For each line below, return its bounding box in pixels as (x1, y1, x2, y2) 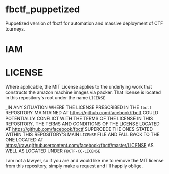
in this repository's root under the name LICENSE (5, 95, 106, 101)
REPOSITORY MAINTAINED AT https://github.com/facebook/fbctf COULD (5, 110, 159, 116)
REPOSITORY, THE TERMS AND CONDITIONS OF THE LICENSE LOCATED (5, 121, 160, 127)
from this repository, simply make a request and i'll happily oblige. (5, 163, 143, 169)
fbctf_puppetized (5, 4, 80, 15)
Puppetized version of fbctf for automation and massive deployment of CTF (5, 20, 163, 26)
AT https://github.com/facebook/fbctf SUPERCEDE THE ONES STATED (5, 126, 153, 132)
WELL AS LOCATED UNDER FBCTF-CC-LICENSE (5, 148, 100, 154)
